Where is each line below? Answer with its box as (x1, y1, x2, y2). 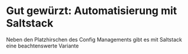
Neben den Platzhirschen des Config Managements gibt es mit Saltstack (6, 36, 183, 43)
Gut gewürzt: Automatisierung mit (6, 4, 177, 18)
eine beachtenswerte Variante (6, 42, 79, 49)
